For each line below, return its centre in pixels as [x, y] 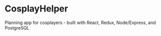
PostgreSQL [17, 27]
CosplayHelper [36, 9]
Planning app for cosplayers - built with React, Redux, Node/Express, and [80, 22]
